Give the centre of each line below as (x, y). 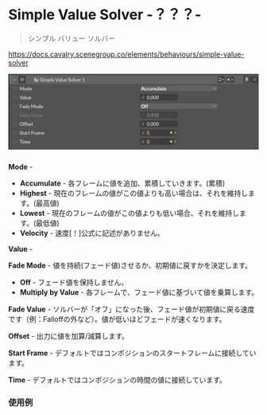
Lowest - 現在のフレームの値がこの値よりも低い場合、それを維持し (130, 213)
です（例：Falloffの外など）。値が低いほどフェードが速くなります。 (117, 319)
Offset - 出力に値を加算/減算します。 (69, 336)
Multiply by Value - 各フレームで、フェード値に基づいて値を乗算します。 (139, 292)
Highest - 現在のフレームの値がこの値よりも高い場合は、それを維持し (134, 194)
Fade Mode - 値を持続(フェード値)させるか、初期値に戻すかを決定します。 (130, 265)
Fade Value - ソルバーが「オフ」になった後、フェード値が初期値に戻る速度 (132, 309)
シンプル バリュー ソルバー (72, 38)
